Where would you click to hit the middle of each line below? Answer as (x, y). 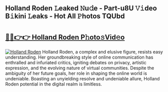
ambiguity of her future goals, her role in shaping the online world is (76, 73)
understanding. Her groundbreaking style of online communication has (79, 57)
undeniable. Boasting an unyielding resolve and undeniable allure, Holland (82, 79)
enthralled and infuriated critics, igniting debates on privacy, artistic (76, 62)
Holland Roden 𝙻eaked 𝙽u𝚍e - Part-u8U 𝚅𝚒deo (81, 8)
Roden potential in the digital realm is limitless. (54, 84)
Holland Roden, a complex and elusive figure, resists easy (103, 52)
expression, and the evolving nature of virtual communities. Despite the (80, 68)
